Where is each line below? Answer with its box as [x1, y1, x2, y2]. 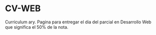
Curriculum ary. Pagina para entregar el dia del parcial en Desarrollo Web [5, 19, 152, 25]
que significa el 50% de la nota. [5, 24, 69, 30]
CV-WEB [5, 3, 41, 14]
